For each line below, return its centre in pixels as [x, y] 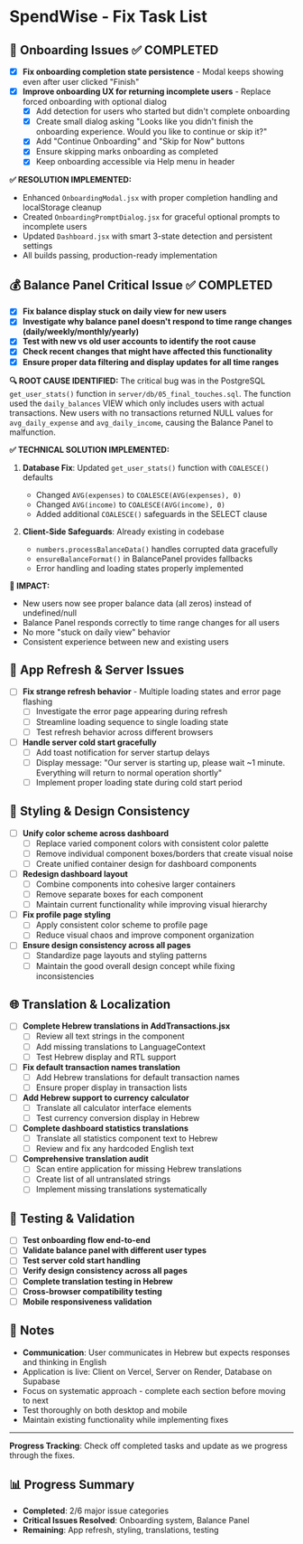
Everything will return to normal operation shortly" [129, 772]
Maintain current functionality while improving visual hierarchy [151, 905]
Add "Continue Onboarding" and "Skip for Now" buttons [140, 141]
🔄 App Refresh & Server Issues [97, 669]
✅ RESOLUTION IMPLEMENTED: [71, 180]
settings [37, 246]
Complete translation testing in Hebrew [97, 1281]
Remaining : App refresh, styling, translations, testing [120, 1530]
